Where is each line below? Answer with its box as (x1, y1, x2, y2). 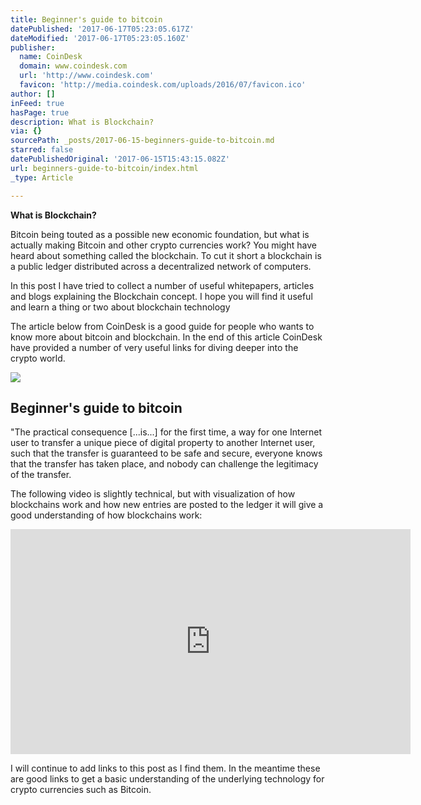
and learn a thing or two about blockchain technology (10, 301, 231, 313)
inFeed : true (10, 98, 65, 108)
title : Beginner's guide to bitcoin (10, 14, 163, 25)
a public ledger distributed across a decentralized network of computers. (10, 260, 312, 272)
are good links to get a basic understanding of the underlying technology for (10, 773, 325, 785)
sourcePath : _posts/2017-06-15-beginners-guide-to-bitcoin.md (10, 136, 275, 146)
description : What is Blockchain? (10, 117, 155, 127)
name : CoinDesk (19, 52, 83, 62)
